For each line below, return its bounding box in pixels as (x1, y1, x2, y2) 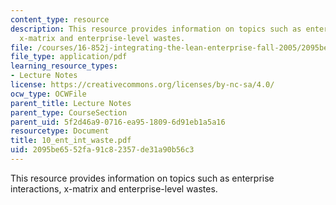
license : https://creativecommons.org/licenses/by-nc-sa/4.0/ (10, 80, 275, 90)
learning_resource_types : (10, 61, 118, 71)
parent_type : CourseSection (10, 107, 128, 118)
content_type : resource (10, 14, 110, 25)
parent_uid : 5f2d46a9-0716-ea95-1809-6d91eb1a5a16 (10, 117, 226, 127)
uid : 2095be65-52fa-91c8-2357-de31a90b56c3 (10, 145, 195, 155)
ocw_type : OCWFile (10, 89, 87, 99)
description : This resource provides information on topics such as (10, 24, 302, 34)
